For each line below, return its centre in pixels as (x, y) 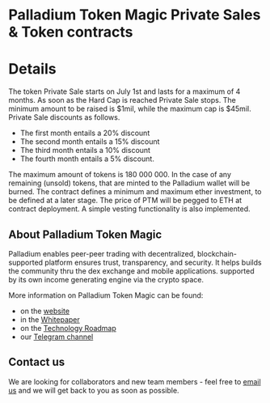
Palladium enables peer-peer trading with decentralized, (102, 253)
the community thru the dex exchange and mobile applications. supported (131, 271)
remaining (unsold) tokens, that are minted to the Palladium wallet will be (129, 183)
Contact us (37, 362)
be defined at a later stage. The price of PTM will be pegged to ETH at (125, 201)
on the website (45, 311)
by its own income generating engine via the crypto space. (106, 279)
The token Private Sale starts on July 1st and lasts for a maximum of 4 (124, 91)
